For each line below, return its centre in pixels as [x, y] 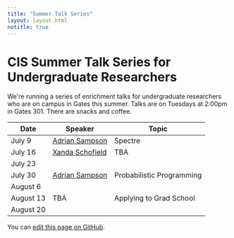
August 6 [26, 186]
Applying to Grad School [154, 198]
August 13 [28, 198]
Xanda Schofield [80, 153]
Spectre [127, 141]
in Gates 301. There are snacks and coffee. [69, 112]
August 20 [28, 210]
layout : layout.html [38, 20]
